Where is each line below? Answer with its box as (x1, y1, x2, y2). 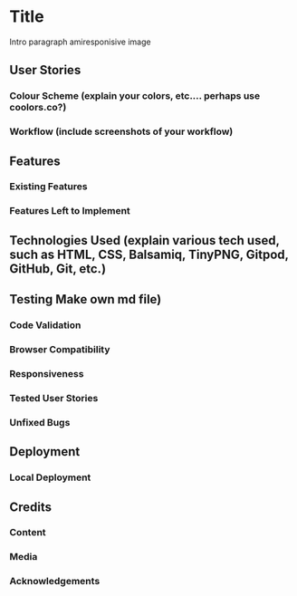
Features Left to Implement (9, 205, 131, 217)
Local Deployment (9, 471, 91, 484)
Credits (9, 499, 53, 514)
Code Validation (9, 319, 81, 332)
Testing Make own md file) (9, 292, 162, 307)
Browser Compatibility (9, 343, 110, 356)
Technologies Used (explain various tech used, (9, 233, 280, 248)
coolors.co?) (9, 101, 67, 114)
